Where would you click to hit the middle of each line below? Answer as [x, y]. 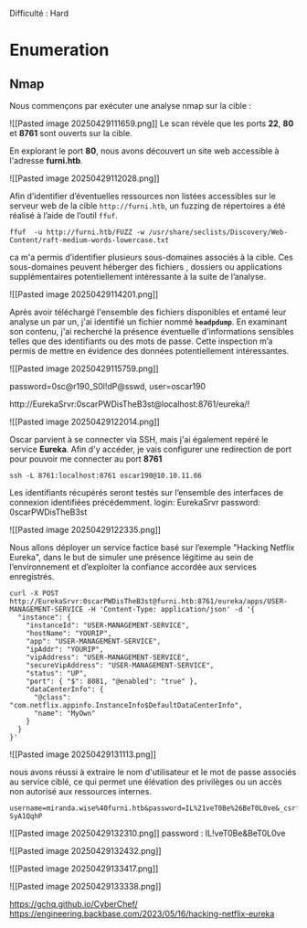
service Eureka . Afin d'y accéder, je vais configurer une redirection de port [151, 449]
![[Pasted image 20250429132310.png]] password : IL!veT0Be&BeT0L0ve [148, 833]
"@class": [52, 698]
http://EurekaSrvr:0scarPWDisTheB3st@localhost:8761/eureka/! [130, 404]
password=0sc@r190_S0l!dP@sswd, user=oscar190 [108, 386]
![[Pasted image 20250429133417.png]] [84, 869]
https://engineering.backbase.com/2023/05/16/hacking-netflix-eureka [142, 914]
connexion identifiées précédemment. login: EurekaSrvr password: [135, 502]
